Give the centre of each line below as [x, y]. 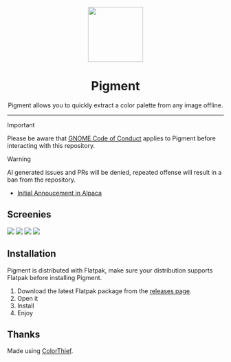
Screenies [29, 214]
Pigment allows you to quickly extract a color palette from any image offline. [115, 105]
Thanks [24, 334]
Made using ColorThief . [40, 351]
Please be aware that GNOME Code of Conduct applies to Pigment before [112, 138]
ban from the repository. [42, 180]
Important [21, 125]
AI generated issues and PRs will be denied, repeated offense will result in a [114, 172]
